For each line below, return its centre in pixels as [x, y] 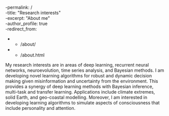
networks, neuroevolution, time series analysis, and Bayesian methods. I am [85, 70]
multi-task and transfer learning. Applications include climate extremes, [80, 92]
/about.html [32, 55]
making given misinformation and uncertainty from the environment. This [82, 81]
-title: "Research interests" [33, 13]
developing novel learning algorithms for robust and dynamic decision [79, 76]
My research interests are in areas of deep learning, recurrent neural [77, 65]
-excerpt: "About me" [27, 18]
